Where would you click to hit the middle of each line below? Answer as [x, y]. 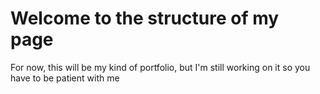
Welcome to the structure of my [145, 18]
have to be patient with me [65, 78]
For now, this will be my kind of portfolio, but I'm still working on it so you [160, 67]
